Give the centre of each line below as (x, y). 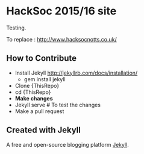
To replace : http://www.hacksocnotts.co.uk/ (62, 39)
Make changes (34, 98)
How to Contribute (42, 58)
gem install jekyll (45, 79)
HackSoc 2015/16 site (61, 11)
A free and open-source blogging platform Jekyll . (68, 144)
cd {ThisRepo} (33, 92)
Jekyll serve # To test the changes (58, 105)
